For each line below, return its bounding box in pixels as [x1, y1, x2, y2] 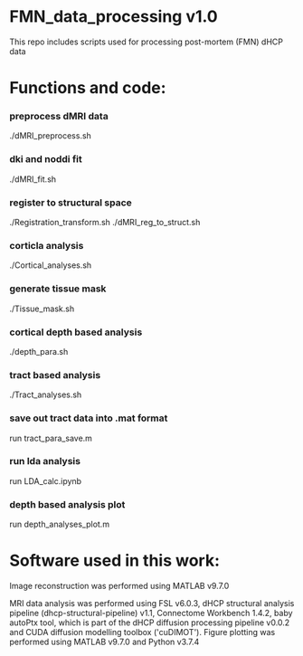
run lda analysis [9, 455, 81, 468]
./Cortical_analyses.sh [9, 260, 92, 271]
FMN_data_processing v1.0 [9, 6, 219, 27]
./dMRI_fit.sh [9, 174, 57, 185]
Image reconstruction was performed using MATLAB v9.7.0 [9, 581, 230, 592]
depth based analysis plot [9, 498, 126, 510]
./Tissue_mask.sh [9, 303, 75, 314]
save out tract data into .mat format [9, 412, 168, 424]
